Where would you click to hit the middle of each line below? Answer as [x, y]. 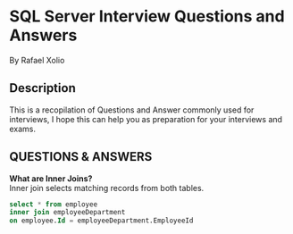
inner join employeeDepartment [67, 213]
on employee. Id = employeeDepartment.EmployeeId [101, 221]
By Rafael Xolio [37, 60]
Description [42, 88]
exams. [23, 129]
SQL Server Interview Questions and [147, 17]
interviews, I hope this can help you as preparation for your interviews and [146, 119]
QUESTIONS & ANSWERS [81, 157]
